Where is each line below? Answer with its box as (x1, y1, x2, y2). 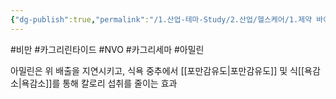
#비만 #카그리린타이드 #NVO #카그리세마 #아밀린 (10, 43, 205, 55)
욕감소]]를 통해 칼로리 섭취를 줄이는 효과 (21, 77, 178, 89)
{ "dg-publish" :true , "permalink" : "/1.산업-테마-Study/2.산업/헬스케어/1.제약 (10, 14, 313, 25)
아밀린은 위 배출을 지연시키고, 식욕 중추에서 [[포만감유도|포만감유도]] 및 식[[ (10, 64, 305, 76)
